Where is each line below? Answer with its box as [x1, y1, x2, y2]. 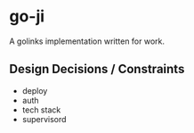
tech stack [21, 104, 61, 115]
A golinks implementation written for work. [9, 36, 166, 46]
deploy [21, 85, 48, 96]
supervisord [21, 113, 67, 124]
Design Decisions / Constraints [9, 62, 185, 77]
